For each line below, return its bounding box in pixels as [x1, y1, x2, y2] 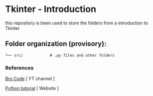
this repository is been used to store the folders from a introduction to [5, 20, 149, 26]
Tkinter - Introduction [5, 3, 96, 15]
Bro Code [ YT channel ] [5, 76, 55, 82]
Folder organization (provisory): [5, 40, 107, 48]
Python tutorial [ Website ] [5, 86, 59, 92]
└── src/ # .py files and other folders [5, 53, 115, 58]
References [5, 64, 34, 71]
